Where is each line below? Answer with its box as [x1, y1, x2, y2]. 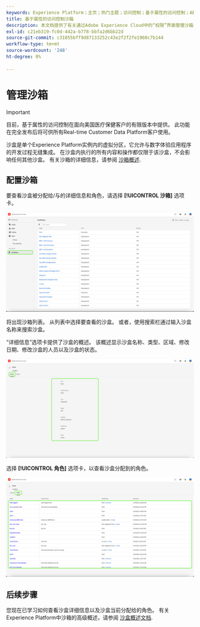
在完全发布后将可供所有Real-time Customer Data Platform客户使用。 [6, 128, 174, 136]
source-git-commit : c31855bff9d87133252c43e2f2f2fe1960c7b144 [6, 35, 164, 41]
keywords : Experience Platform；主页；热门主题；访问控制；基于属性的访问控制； [6, 10, 190, 16]
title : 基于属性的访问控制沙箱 [6, 16, 74, 22]
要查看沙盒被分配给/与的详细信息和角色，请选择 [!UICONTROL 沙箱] [6, 192, 173, 199]
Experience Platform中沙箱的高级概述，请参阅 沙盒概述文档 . [6, 614, 153, 621]
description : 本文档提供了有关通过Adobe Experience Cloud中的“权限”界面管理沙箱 [6, 22, 193, 28]
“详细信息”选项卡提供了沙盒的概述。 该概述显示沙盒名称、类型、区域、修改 [6, 339, 190, 346]
